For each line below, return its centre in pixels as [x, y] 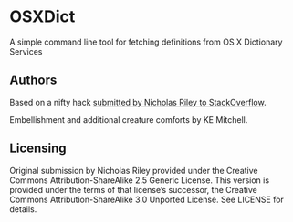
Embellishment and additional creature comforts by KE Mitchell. [129, 119]
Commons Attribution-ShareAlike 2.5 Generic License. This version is [140, 180]
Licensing [38, 149]
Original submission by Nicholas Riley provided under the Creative [134, 170]
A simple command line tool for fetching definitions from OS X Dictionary [146, 42]
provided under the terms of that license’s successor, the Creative [133, 189]
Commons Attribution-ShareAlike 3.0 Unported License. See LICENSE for [147, 199]
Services [26, 51]
